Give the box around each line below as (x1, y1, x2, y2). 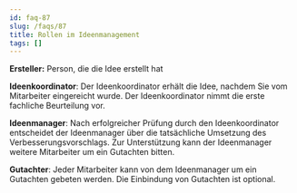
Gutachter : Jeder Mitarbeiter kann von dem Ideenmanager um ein (9, 164, 257, 175)
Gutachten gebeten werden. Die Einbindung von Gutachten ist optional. (9, 174, 276, 185)
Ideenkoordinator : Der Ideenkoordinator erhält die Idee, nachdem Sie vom (9, 81, 288, 92)
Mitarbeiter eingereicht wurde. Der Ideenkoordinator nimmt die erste (9, 91, 265, 101)
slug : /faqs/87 (9, 22, 67, 31)
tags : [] (9, 38, 43, 48)
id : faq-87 (9, 13, 51, 23)
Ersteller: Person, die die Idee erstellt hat (9, 63, 163, 74)
